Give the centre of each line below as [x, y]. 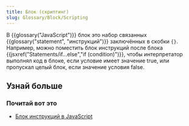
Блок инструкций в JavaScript [54, 116]
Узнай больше [34, 86]
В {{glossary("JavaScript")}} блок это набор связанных [77, 35]
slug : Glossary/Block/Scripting [47, 18]
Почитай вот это [32, 103]
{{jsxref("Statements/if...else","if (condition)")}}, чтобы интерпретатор [95, 54]
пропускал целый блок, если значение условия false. [75, 67]
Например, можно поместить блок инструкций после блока [84, 48]
